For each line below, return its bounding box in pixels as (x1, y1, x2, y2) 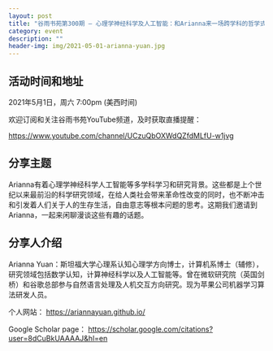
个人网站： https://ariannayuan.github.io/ (8, 306, 146, 317)
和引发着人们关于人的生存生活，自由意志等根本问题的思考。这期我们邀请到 (8, 200, 258, 210)
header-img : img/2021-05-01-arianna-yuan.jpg (8, 42, 165, 50)
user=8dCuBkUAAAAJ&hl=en (8, 333, 108, 343)
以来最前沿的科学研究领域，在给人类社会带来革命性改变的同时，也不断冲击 (15, 189, 265, 199)
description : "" (8, 34, 63, 43)
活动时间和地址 (8, 74, 84, 88)
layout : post (8, 11, 53, 20)
